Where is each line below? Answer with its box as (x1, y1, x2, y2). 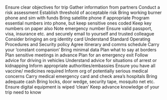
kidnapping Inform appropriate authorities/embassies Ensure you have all (5, 62, 156, 68)
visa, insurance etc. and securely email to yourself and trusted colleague (5, 31, 155, 36)
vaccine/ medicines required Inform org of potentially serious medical (5, 68, 148, 74)
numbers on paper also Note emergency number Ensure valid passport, (5, 25, 153, 31)
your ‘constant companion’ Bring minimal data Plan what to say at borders (5, 47, 157, 52)
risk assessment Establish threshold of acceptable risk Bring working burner (5, 9, 162, 15)
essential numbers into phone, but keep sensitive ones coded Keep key (5, 20, 152, 26)
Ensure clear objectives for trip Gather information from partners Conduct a (5, 4, 161, 10)
